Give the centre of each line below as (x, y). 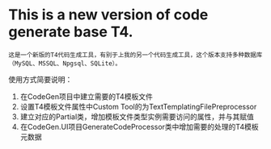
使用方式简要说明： (40, 79)
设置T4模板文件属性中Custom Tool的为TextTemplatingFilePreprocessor (138, 106)
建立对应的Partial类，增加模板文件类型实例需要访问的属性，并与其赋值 (137, 116)
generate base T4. (71, 32)
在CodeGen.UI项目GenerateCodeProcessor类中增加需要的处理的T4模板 (139, 126)
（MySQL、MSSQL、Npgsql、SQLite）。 (65, 63)
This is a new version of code (108, 15)
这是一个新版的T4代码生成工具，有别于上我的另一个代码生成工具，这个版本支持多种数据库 (135, 55)
